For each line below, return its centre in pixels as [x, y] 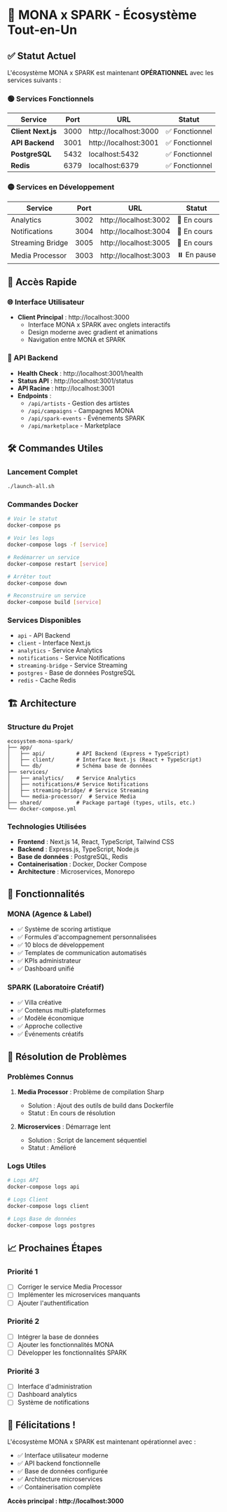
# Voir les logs [31, 538]
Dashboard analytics [47, 1395]
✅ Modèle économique [50, 1018]
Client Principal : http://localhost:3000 [73, 317]
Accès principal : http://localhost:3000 [66, 1501]
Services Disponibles [44, 620]
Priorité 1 [23, 1271]
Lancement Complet [43, 472]
